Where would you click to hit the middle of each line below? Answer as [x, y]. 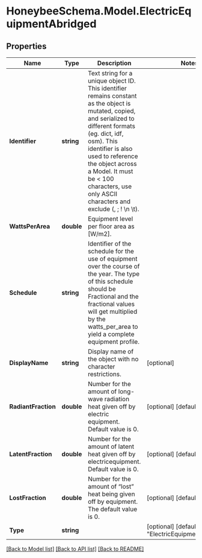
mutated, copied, [112, 111]
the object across [112, 164]
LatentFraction [31, 454]
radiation [117, 399]
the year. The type [114, 274]
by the [97, 319]
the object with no [113, 359]
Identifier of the [110, 244]
